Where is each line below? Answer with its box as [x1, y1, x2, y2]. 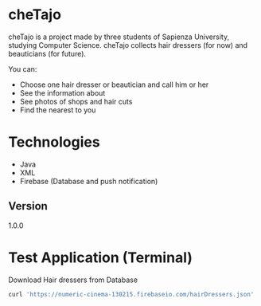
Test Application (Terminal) [8, 249, 193, 266]
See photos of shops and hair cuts [19, 96, 133, 106]
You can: [8, 64, 37, 73]
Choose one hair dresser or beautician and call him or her [19, 80, 209, 89]
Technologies [8, 133, 101, 151]
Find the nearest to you [19, 105, 96, 115]
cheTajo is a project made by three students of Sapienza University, [8, 32, 229, 41]
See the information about [19, 88, 106, 97]
